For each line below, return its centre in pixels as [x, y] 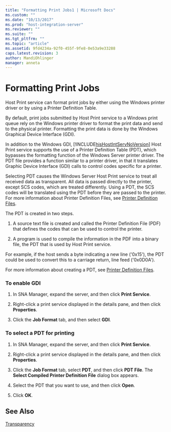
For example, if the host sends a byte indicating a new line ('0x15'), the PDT [85, 254]
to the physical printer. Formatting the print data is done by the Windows [82, 129]
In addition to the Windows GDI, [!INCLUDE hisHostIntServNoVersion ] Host [83, 144]
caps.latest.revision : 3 [32, 53]
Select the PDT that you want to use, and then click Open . [74, 385]
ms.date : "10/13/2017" [29, 20]
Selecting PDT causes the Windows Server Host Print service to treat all [81, 176]
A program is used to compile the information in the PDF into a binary [85, 239]
